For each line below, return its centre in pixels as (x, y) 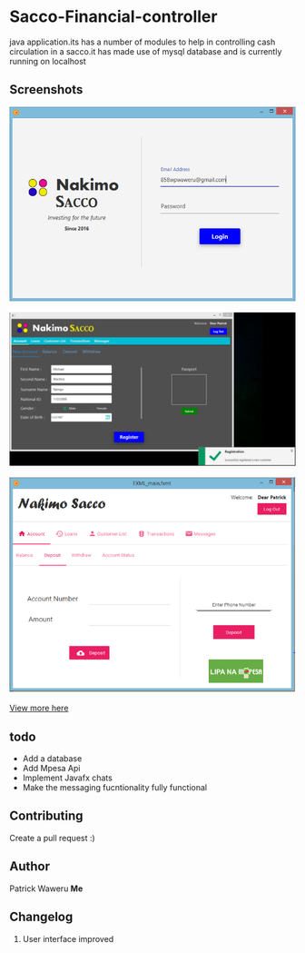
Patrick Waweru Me (46, 888)
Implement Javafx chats (68, 778)
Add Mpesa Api (51, 769)
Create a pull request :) (52, 838)
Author (30, 866)
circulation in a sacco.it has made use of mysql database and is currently (146, 51)
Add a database (52, 759)
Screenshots (46, 89)
